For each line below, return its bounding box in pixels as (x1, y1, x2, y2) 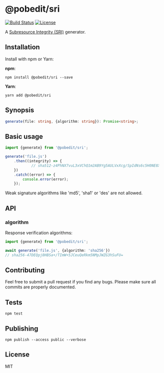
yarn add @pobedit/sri (5, 93, 51, 98)
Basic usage (5, 132, 43, 141)
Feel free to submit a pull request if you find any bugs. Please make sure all (5, 279, 156, 285)
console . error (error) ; (22, 177, 69, 182)
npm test (5, 311, 23, 316)
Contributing (5, 266, 45, 274)
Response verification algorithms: (5, 230, 73, 236)
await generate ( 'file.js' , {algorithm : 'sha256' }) (5, 248, 110, 253)
